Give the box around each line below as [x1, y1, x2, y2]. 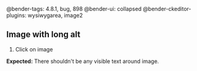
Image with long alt [6, 29, 81, 40]
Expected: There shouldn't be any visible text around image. [6, 58, 159, 65]
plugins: [6, 12, 26, 19]
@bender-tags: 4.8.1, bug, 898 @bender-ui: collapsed [6, 6, 142, 12]
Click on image [15, 45, 53, 53]
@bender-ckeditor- [143, 6, 191, 12]
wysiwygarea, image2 [27, 12, 83, 19]
